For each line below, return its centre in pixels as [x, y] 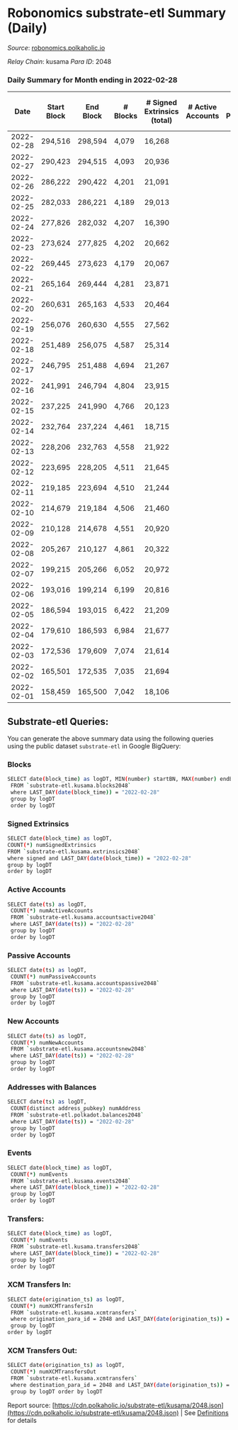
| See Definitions [204, 1412]
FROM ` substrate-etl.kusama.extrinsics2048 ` [74, 852]
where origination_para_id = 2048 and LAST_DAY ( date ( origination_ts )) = [120, 1319]
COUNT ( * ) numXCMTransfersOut [53, 1372]
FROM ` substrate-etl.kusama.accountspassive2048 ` [85, 983]
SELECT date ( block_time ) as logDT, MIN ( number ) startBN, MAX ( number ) [112, 779]
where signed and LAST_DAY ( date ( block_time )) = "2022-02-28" [100, 858]
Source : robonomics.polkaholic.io [56, 48]
